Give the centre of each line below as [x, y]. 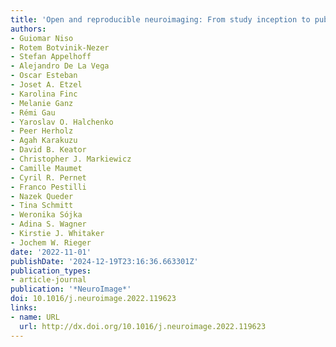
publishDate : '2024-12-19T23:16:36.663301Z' [104, 261]
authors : [28, 29]
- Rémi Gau [33, 112]
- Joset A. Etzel [46, 85]
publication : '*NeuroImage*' [71, 289]
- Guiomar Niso [42, 38]
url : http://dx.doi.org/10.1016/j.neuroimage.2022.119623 [143, 326]
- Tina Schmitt [42, 206]
